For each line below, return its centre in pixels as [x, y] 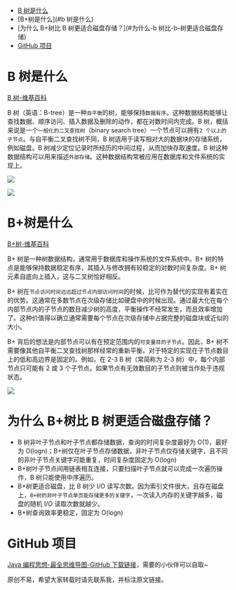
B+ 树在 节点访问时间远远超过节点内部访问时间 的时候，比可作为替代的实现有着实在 [118, 291]
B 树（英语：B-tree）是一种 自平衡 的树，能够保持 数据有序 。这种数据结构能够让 [118, 112]
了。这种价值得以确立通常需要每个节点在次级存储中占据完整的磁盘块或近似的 [118, 318]
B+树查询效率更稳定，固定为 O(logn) [70, 512]
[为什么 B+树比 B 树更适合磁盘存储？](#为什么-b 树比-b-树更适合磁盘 [117, 28]
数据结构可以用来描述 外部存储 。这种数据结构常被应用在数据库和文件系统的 [113, 156]
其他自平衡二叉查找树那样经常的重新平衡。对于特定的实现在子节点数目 [127, 350]
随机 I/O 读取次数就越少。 [67, 503]
